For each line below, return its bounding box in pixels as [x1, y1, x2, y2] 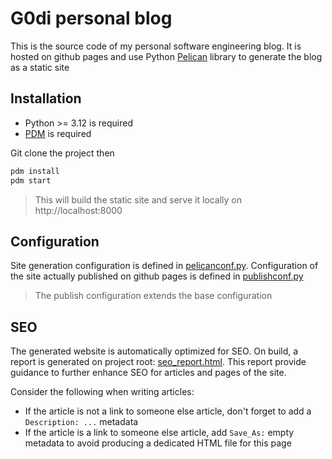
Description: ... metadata [24, 416, 139, 428]
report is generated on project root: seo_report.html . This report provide [10, 356, 307, 368]
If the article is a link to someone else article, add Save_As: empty [24, 427, 295, 439]
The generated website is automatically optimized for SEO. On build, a [10, 345, 299, 357]
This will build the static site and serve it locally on [34, 193, 243, 206]
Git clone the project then [10, 147, 115, 159]
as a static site [10, 61, 70, 73]
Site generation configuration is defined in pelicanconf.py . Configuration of [10, 260, 319, 272]
